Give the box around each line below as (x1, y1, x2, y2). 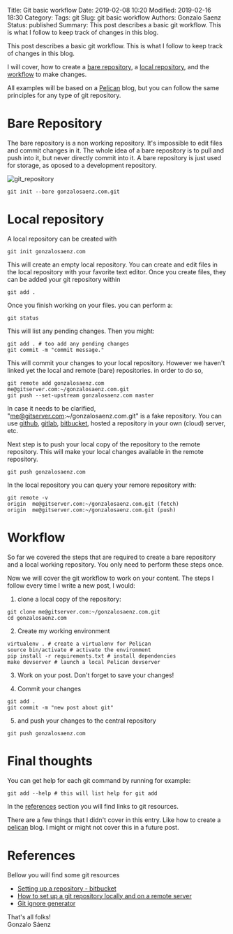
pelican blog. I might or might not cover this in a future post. (7, 823, 179, 831)
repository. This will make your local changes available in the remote (7, 447, 204, 455)
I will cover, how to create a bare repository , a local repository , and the (7, 63, 209, 71)
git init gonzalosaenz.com (7, 248, 86, 255)
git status (7, 314, 39, 321)
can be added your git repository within (7, 275, 121, 283)
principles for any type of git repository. (7, 91, 121, 99)
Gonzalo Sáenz (7, 920, 51, 928)
